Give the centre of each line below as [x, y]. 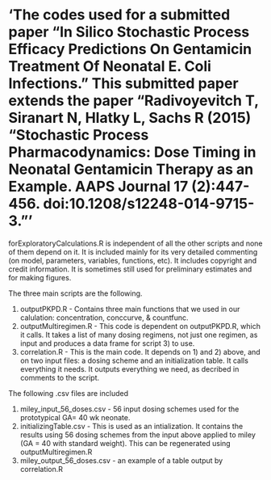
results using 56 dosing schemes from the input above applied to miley [138, 435]
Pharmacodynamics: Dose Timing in [132, 152]
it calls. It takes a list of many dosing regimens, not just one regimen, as [139, 335]
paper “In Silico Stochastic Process [129, 32]
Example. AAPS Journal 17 [98, 187]
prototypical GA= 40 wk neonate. [75, 417]
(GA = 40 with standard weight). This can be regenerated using [125, 443]
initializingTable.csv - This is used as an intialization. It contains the [131, 426]
